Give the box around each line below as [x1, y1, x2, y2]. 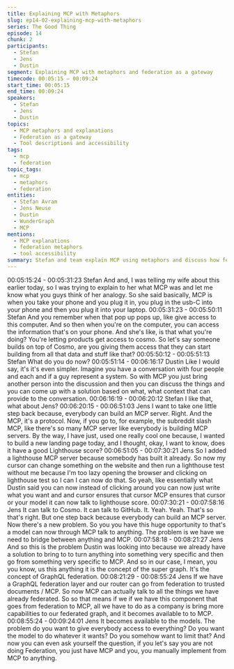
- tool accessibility [13, 250, 77, 257]
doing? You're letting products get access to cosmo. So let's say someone [7, 335, 221, 343]
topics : [7, 120, 30, 128]
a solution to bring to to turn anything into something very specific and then [7, 550, 224, 558]
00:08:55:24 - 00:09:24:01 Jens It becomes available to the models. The [7, 617, 216, 625]
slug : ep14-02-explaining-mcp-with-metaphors [7, 17, 141, 24]
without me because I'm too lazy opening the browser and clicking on [7, 468, 208, 476]
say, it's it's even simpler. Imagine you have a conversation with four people [7, 364, 224, 373]
